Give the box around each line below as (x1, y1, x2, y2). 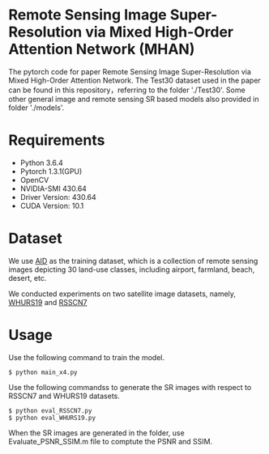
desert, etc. (8, 273, 47, 282)
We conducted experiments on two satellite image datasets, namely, (8, 289, 237, 299)
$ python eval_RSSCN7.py (8, 406, 92, 414)
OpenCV (19, 175, 49, 185)
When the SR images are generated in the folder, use (8, 427, 185, 438)
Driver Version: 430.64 (19, 192, 97, 202)
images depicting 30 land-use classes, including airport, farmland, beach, (8, 265, 255, 274)
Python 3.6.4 (19, 158, 63, 168)
